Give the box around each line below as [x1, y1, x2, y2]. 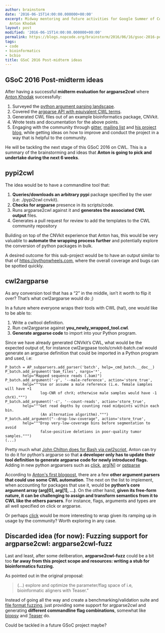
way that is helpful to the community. [12, 135, 87, 141]
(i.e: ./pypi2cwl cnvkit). [12, 197, 59, 202]
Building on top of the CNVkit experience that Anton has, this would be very [5, 232, 158, 238]
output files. [12, 212, 38, 218]
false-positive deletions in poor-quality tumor [40, 429, 141, 434]
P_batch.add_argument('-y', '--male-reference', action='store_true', [5, 377, 153, 382]
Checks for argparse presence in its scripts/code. [12, 202, 114, 208]
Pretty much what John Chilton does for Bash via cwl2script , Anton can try [5, 446, 156, 452]
